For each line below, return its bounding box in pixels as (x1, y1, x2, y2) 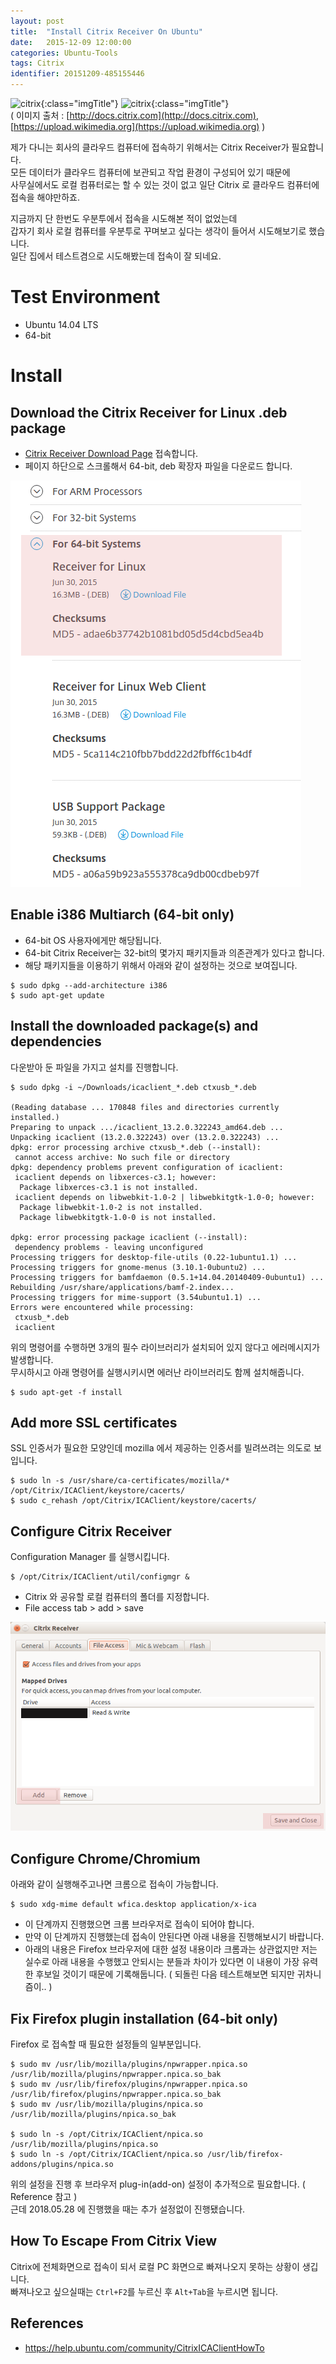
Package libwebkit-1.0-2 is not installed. (19, 1202, 203, 1212)
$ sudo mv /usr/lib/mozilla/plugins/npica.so (10, 2099, 203, 2109)
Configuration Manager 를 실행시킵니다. (10, 1551, 170, 1563)
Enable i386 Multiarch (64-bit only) (10, 906, 235, 924)
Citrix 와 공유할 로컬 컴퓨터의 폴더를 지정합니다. (24, 1591, 210, 1603)
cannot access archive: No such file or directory (14, 1152, 230, 1162)
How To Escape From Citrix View (10, 2233, 218, 2250)
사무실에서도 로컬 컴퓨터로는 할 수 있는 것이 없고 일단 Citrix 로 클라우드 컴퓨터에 (10, 179, 320, 190)
